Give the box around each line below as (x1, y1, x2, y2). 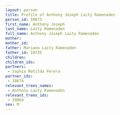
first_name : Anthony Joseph (5, 21, 65, 27)
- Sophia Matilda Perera (7, 69, 60, 74)
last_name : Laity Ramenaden (5, 26, 65, 32)
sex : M (5, 102, 19, 107)
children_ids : (5, 60, 36, 65)
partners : (5, 64, 27, 69)
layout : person (5, 7, 38, 13)
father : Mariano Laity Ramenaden (5, 45, 77, 50)
